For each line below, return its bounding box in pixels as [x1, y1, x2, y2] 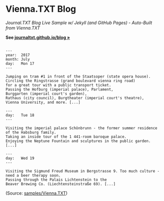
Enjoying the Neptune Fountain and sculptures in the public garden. [5, 139, 151, 144]
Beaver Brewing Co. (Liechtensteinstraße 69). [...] [5, 181, 116, 186]
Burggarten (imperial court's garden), [5, 91, 87, 96]
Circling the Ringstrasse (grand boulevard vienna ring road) [5, 78, 136, 83]
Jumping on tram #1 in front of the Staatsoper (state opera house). [5, 74, 151, 79]
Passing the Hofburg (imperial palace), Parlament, [5, 87, 113, 92]
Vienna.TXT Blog [5, 3, 77, 15]
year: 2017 [5, 53, 30, 57]
